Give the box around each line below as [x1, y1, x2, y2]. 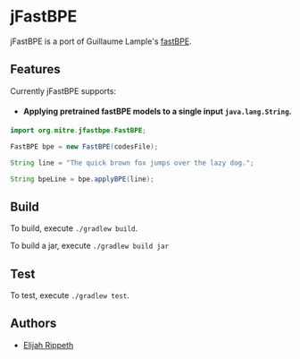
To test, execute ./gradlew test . [10, 290, 130, 301]
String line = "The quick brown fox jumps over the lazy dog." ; [10, 158, 254, 167]
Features [10, 62, 61, 77]
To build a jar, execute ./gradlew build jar [10, 240, 170, 252]
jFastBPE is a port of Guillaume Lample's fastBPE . [10, 36, 192, 47]
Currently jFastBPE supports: [10, 85, 117, 96]
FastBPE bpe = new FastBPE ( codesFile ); [10, 141, 159, 151]
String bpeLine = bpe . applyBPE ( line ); [10, 175, 154, 184]
